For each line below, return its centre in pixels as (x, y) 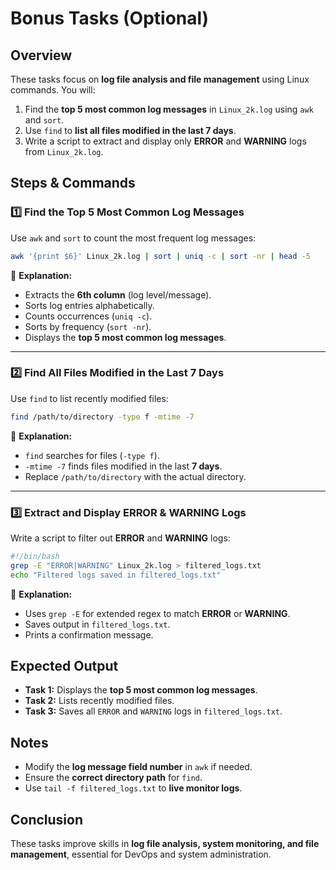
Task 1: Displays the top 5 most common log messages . (141, 690)
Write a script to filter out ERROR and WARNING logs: (120, 538)
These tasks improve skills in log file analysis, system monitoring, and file (165, 844)
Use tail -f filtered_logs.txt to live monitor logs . (133, 788)
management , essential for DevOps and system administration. (141, 854)
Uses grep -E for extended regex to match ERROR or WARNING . (157, 613)
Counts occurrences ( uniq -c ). (88, 316)
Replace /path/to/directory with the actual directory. (135, 476)
